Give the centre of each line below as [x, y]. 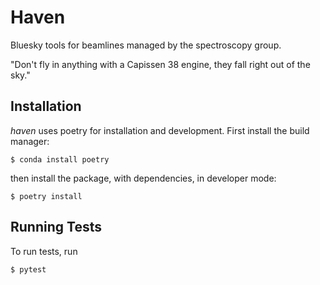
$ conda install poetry [60, 159]
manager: [30, 141]
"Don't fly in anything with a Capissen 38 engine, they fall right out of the [160, 64]
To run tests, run [44, 251]
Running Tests [56, 227]
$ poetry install [46, 196]
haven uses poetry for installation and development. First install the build [160, 130]
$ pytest [28, 269]
